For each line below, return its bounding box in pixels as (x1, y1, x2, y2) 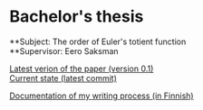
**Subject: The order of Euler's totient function (9, 36, 187, 47)
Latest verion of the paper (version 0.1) (9, 63, 154, 74)
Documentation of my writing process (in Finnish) (9, 90, 194, 101)
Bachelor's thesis (9, 6, 144, 27)
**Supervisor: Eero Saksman (9, 45, 120, 56)
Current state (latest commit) (9, 72, 118, 83)
